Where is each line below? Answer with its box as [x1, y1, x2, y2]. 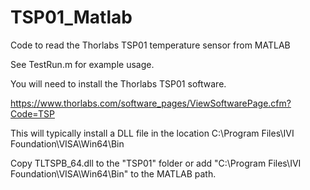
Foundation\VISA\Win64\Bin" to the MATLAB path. [10, 167, 217, 180]
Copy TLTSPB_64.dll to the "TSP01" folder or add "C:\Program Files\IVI [10, 157, 302, 169]
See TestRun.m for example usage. [10, 58, 155, 70]
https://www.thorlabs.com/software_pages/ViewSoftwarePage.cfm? [10, 97, 292, 109]
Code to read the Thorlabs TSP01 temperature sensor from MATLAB [10, 39, 291, 51]
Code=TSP [10, 107, 55, 120]
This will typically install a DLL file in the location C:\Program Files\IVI [10, 127, 295, 139]
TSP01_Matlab [10, 6, 133, 29]
